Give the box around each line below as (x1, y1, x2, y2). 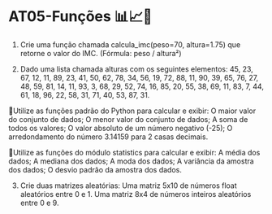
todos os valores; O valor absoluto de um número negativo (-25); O (8, 123, 233, 133)
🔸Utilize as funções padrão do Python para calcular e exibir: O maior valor (8, 106, 257, 116)
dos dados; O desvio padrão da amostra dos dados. (8, 164, 183, 174)
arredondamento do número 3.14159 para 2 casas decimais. (8, 132, 209, 142)
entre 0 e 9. (19, 198, 59, 207)
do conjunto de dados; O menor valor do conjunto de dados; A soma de (8, 114, 248, 124)
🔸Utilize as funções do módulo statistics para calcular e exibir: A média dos (8, 147, 261, 157)
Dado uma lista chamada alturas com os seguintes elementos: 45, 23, (19, 63, 253, 74)
